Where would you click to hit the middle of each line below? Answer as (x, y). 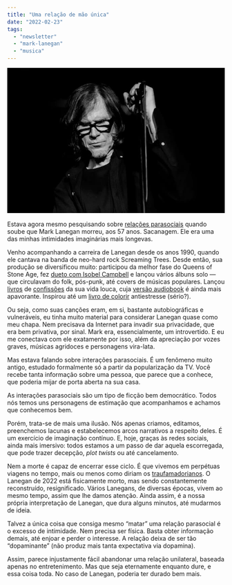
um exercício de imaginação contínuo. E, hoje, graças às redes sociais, (108, 438)
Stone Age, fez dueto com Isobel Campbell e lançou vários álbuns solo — (112, 275)
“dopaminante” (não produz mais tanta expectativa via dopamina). (101, 546)
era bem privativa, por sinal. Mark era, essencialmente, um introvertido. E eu (116, 332)
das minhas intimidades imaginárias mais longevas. (80, 239)
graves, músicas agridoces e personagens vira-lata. (81, 346)
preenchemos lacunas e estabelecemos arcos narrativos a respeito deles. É (115, 431)
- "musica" (29, 51)
